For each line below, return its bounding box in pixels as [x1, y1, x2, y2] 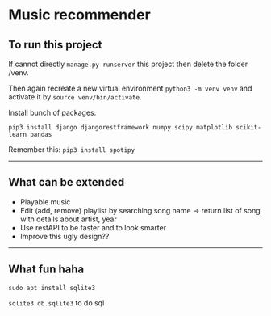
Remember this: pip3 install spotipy [8, 145, 135, 154]
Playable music [19, 196, 71, 207]
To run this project [8, 38, 102, 52]
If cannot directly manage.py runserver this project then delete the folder [8, 59, 248, 69]
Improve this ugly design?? [19, 231, 110, 241]
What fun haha [8, 263, 85, 276]
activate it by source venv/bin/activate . [8, 92, 142, 102]
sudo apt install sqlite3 [8, 284, 95, 292]
